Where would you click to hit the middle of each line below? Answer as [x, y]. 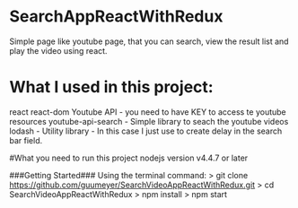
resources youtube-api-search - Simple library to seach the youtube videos [149, 121]
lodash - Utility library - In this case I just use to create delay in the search [146, 131]
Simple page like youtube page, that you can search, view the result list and [149, 41]
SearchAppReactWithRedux [116, 17]
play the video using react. [58, 50]
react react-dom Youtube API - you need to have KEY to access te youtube [148, 112]
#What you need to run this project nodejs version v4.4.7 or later [129, 158]
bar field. [26, 140]
